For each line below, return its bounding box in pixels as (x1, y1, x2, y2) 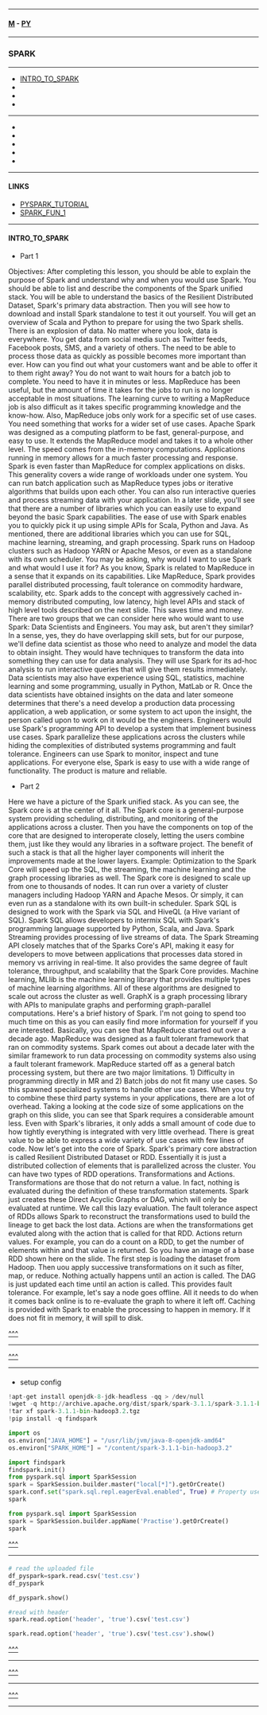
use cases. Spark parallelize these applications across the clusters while (8, 732, 246, 742)
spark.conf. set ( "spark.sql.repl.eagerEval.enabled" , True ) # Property (8, 1488, 247, 1496)
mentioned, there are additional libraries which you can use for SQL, (8, 529, 231, 538)
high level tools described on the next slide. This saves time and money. (8, 605, 244, 614)
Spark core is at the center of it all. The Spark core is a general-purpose (8, 805, 244, 815)
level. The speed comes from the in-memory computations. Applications (8, 444, 246, 454)
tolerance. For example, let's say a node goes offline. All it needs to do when (8, 1287, 259, 1297)
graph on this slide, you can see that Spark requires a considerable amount (8, 1110, 254, 1119)
